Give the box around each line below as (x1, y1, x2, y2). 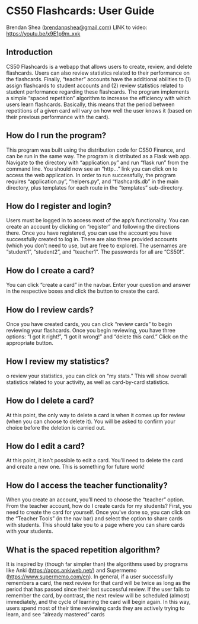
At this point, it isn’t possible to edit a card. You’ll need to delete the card (6, 457, 183, 464)
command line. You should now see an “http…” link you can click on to (6, 165, 178, 172)
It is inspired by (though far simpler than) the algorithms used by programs (6, 561, 189, 568)
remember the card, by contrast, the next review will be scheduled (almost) (6, 592, 190, 599)
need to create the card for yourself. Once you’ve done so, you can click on (6, 508, 191, 516)
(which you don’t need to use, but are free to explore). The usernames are (6, 242, 187, 249)
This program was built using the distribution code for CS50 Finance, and (6, 146, 186, 153)
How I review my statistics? (6, 357, 110, 367)
